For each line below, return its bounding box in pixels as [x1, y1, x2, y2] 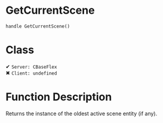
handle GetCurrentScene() [5, 23, 70, 29]
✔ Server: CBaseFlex [5, 63, 57, 70]
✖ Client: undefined [5, 69, 57, 76]
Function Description [5, 90, 112, 104]
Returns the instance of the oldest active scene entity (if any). [5, 110, 158, 117]
